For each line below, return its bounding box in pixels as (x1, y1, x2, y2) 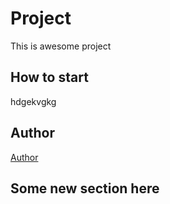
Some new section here (10, 180, 160, 197)
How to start (10, 69, 89, 86)
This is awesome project (10, 40, 112, 52)
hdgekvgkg (10, 95, 57, 107)
